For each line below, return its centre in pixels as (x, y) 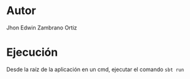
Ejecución (32, 52)
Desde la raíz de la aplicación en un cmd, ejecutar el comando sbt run (95, 69)
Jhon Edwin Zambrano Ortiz (42, 28)
